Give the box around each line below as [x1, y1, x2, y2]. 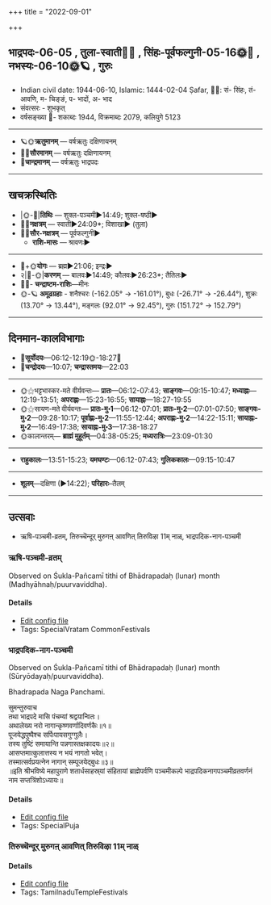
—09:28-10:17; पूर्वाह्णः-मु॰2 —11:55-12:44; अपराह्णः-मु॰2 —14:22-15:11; [31, 413, 236, 423]
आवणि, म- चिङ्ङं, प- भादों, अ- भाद [19, 94, 113, 103]
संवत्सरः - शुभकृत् [19, 103, 66, 112]
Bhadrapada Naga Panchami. [8, 687, 106, 697]
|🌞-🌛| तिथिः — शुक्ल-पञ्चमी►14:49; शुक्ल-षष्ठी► [19, 210, 158, 220]
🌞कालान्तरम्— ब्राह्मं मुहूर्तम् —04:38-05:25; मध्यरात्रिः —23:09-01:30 [19, 431, 214, 441]
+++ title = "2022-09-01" [8, 7, 93, 16]
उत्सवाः [8, 510, 35, 524]
